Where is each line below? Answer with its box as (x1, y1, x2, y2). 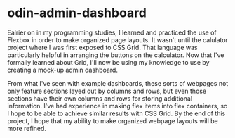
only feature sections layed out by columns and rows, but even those (7, 87, 207, 95)
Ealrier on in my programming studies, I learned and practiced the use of (7, 28, 217, 37)
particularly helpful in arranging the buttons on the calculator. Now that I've (7, 51, 224, 59)
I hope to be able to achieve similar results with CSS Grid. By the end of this (7, 109, 226, 118)
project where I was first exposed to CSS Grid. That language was (7, 43, 198, 51)
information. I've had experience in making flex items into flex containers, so (7, 101, 228, 110)
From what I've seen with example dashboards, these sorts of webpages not (7, 79, 229, 87)
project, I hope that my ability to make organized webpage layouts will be (7, 116, 219, 125)
